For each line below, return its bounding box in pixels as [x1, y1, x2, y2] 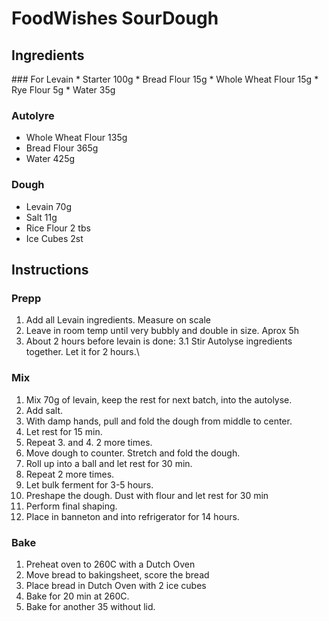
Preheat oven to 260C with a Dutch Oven [25, 558, 196, 570]
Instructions [11, 261, 89, 278]
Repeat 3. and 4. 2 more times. [25, 436, 153, 448]
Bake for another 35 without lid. [25, 600, 156, 612]
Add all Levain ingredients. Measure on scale [25, 314, 211, 326]
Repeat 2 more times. [25, 468, 115, 480]
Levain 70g [25, 200, 72, 212]
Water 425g [25, 153, 76, 165]
